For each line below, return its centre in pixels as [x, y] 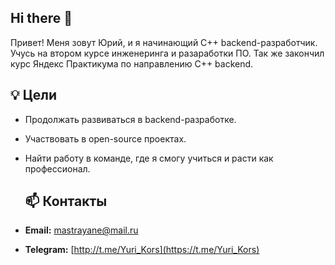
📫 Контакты [66, 201]
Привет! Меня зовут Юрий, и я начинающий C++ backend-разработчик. [164, 42]
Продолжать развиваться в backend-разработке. [130, 119]
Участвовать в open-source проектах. [105, 138]
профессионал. [57, 168]
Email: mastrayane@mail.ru [81, 230]
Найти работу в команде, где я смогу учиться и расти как [149, 158]
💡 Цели [34, 95]
